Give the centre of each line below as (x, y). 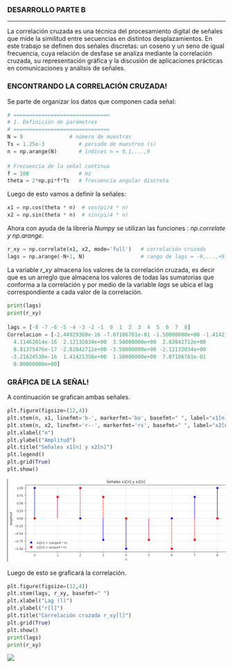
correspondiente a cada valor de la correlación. (75, 292)
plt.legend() (26, 455)
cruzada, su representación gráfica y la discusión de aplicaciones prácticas (115, 61)
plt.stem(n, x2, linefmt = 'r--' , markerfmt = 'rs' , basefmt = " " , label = (110, 425)
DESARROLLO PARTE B (46, 10)
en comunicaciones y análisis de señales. (67, 68)
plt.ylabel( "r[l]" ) (35, 608)
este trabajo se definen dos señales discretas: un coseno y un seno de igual (116, 46)
